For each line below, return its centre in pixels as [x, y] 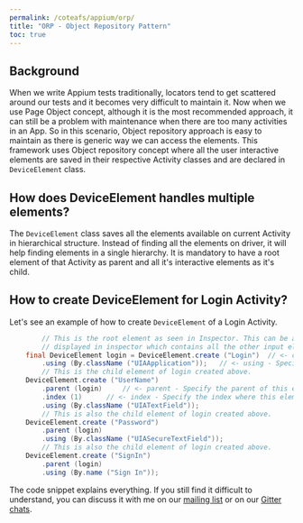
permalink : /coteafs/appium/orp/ [72, 18]
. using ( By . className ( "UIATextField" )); [121, 405]
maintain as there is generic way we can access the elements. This [134, 141]
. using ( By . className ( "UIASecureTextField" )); [133, 439]
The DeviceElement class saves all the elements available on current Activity [150, 234]
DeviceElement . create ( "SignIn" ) [88, 456]
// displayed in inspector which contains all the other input [163, 347]
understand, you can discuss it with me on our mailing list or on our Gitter [146, 499]
